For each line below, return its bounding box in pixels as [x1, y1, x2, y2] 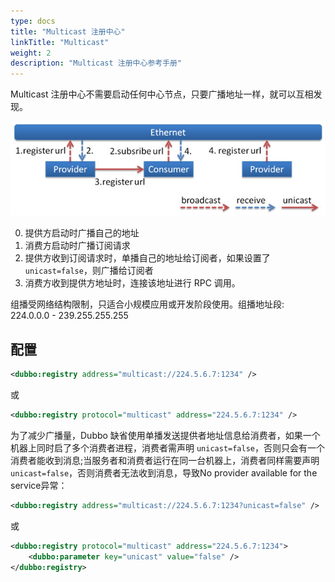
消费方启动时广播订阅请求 [24, 240, 131, 252]
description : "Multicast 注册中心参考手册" [10, 58, 183, 69]
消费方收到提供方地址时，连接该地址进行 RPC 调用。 [24, 277, 241, 289]
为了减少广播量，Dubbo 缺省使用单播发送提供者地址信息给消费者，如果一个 [10, 429, 321, 441]
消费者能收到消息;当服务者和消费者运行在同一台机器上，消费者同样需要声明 [10, 454, 320, 466]
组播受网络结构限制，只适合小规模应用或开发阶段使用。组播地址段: [10, 298, 285, 310]
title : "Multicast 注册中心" [10, 26, 126, 37]
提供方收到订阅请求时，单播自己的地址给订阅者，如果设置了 [24, 252, 271, 264]
